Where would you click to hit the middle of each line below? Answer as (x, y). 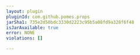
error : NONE (20, 33)
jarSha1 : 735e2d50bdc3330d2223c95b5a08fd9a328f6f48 (70, 22)
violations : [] (24, 38)
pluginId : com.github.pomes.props (48, 17)
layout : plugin (24, 11)
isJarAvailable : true (32, 27)
